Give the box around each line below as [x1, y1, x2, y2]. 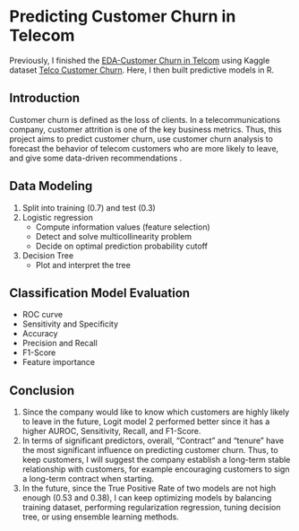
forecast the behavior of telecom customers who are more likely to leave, [9, 143, 279, 153]
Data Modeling [9, 178, 93, 194]
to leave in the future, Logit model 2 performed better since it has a [21, 416, 270, 427]
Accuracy [21, 328, 58, 339]
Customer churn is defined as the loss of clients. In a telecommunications [9, 114, 280, 125]
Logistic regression [21, 212, 94, 222]
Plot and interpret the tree [35, 259, 132, 270]
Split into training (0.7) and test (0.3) [21, 202, 157, 213]
